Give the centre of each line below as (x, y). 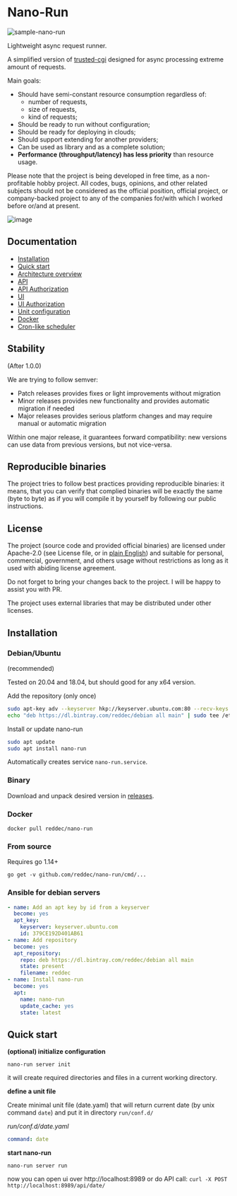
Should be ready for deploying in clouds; (77, 132)
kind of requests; (53, 117)
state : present (42, 967)
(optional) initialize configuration (56, 1052)
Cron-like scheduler (46, 326)
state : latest (41, 1013)
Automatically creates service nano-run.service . (78, 762)
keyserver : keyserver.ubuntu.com (69, 927)
